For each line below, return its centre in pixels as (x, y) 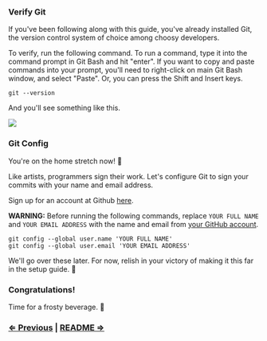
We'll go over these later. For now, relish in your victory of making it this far (131, 261)
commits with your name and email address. (81, 185)
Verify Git (27, 12)
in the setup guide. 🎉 (42, 268)
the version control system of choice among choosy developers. (114, 37)
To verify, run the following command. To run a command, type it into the (128, 53)
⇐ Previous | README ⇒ (57, 327)
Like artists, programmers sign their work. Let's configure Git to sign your (128, 176)
